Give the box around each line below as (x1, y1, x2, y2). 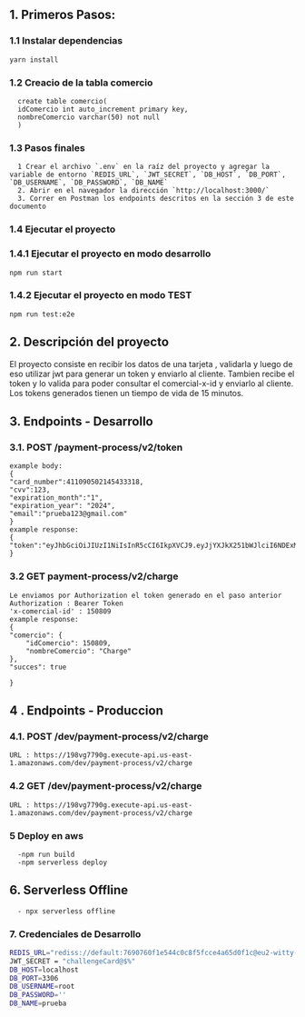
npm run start (9, 268, 64, 277)
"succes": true (9, 663, 67, 672)
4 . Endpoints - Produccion (9, 703, 163, 718)
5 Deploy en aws (9, 829, 84, 842)
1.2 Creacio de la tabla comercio (9, 76, 153, 89)
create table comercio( (17, 96, 107, 105)
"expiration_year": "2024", (9, 502, 116, 511)
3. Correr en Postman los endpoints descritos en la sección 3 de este (17, 194, 295, 204)
